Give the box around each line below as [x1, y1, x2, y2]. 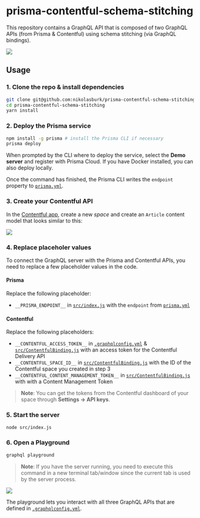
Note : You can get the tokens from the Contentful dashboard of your [20, 390, 189, 397]
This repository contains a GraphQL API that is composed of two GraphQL [6, 24, 187, 31]
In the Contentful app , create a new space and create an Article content [6, 211, 185, 218]
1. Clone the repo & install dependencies [6, 83, 124, 91]
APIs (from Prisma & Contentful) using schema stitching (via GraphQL [6, 30, 177, 37]
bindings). [6, 36, 31, 44]
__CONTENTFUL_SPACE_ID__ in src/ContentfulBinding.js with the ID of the [14, 359, 192, 366]
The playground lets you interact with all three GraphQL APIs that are [6, 498, 175, 505]
